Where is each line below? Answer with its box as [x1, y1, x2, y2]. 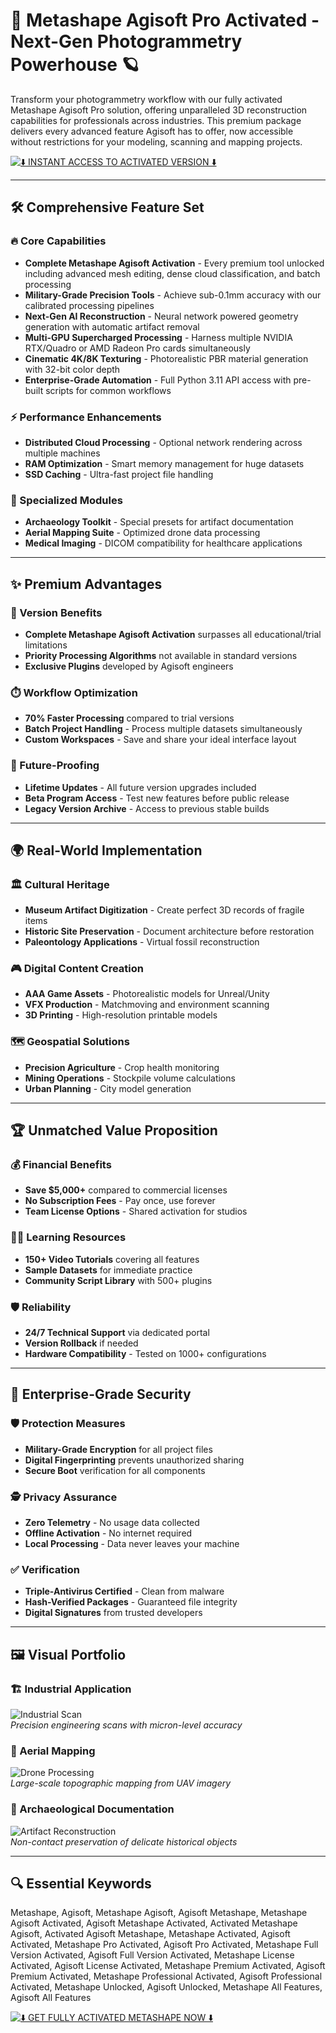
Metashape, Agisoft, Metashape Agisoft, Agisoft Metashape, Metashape [10, 1907, 308, 1919]
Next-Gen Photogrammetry [10, 30, 243, 53]
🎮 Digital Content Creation [10, 962, 144, 976]
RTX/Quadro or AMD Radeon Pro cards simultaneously [24, 342, 251, 354]
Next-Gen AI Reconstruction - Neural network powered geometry [24, 310, 299, 322]
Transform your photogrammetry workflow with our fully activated [10, 93, 283, 105]
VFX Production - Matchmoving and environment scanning [24, 999, 270, 1011]
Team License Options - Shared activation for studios [24, 1205, 248, 1218]
